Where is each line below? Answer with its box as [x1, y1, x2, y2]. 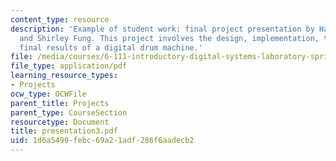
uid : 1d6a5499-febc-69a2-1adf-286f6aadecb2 [10, 136, 195, 146]
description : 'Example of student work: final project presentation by [10, 24, 315, 34]
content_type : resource [10, 14, 110, 25]
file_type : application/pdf [10, 61, 128, 71]
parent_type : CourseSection [10, 107, 128, 118]
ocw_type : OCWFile [10, 89, 87, 99]
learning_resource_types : [10, 71, 118, 81]
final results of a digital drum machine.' [19, 42, 203, 53]
